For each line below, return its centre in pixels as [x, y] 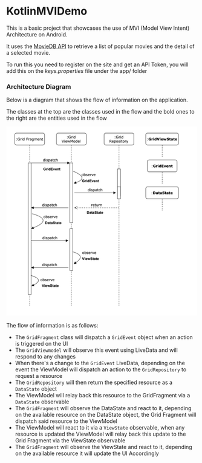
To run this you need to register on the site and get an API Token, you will [97, 64]
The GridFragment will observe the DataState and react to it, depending [103, 408]
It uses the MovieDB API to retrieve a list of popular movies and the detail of [100, 46]
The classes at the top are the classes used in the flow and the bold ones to [100, 112]
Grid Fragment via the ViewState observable [70, 441]
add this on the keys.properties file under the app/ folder [77, 70]
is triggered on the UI [41, 344]
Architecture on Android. [37, 34]
